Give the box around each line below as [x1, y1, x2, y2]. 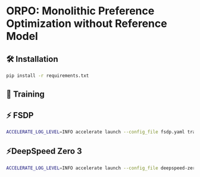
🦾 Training [6, 89, 45, 100]
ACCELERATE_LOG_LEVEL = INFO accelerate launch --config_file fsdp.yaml [6, 129, 185, 135]
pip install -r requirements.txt [6, 73, 89, 79]
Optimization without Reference [6, 17, 168, 30]
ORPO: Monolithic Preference [6, 4, 155, 18]
